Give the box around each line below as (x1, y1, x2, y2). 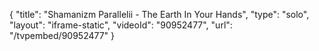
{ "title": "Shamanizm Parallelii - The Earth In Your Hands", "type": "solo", (9, 9, 310, 20)
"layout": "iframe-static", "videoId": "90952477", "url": (9, 19, 233, 31)
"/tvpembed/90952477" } (9, 30, 116, 41)
